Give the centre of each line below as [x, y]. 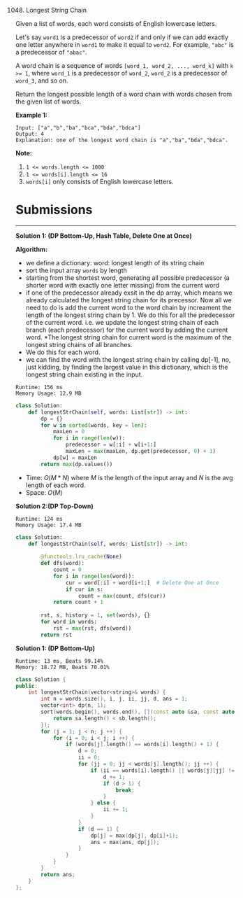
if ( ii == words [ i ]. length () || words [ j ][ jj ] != [163, 770]
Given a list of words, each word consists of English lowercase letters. [116, 23]
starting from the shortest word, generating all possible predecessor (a [127, 278]
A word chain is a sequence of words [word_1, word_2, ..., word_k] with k [125, 65]
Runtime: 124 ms [39, 519]
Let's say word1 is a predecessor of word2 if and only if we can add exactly [122, 37]
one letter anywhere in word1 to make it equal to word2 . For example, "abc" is [125, 44]
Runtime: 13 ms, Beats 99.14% [60, 661]
